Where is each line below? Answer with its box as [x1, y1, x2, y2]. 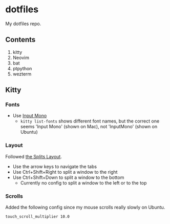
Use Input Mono [12, 113, 47, 119]
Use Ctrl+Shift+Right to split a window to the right [12, 169, 118, 175]
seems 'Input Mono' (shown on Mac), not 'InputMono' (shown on [20, 124, 158, 130]
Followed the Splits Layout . [5, 153, 62, 159]
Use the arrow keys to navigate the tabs [12, 163, 97, 170]
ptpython [12, 65, 32, 71]
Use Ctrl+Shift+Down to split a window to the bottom [12, 174, 124, 180]
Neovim [12, 54, 30, 60]
